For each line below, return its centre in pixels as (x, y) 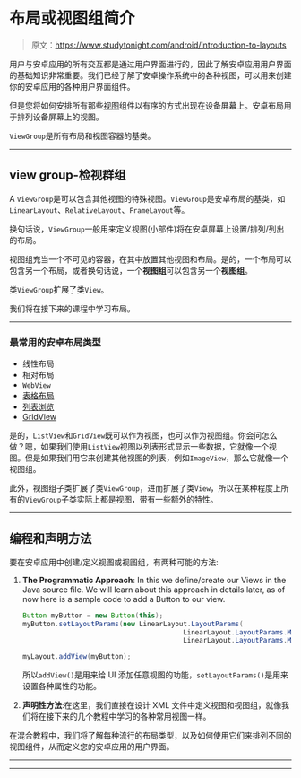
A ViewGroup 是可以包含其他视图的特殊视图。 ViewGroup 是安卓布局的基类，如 (147, 198)
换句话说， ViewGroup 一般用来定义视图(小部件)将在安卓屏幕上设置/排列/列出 (147, 229)
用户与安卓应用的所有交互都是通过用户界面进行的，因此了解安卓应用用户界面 (150, 64)
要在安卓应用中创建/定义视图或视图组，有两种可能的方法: (114, 562)
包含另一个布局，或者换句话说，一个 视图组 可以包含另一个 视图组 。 (131, 270)
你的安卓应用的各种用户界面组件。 (72, 86)
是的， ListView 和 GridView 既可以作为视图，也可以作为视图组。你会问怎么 (143, 435)
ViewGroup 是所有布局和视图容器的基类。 (82, 135)
